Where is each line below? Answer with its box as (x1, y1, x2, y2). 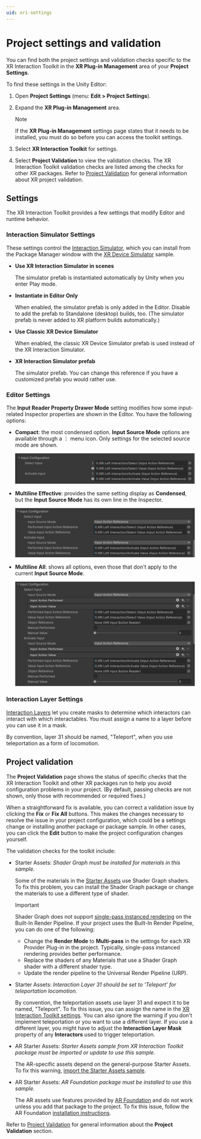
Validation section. (6, 1127, 53, 1134)
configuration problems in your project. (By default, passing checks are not (6, 785, 191, 793)
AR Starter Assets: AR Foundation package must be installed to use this (14, 1078, 192, 1086)
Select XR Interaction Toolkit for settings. (14, 145, 118, 153)
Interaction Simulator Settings (6, 231, 96, 239)
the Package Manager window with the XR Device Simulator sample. (6, 250, 175, 258)
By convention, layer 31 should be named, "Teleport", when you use (6, 733, 173, 740)
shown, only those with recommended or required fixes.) (6, 792, 146, 799)
